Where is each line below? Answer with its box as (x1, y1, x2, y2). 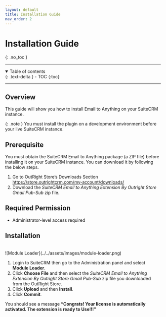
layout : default (5, 7, 39, 12)
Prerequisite (5, 140, 44, 149)
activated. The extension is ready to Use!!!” (5, 306, 96, 312)
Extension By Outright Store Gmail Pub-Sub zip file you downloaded (12, 275, 151, 281)
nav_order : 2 (5, 16, 32, 21)
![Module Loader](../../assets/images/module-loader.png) (5, 250, 122, 256)
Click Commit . (12, 291, 42, 297)
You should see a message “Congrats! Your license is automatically (5, 301, 146, 307)
